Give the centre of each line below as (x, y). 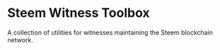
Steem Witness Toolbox (79, 13)
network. (21, 39)
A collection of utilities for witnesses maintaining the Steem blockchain (110, 32)
